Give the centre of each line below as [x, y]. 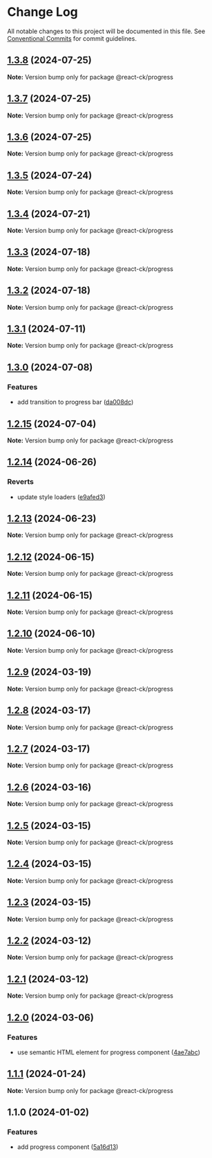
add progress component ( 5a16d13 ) [68, 1147]
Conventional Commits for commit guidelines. [72, 38]
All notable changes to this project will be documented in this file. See [106, 31]
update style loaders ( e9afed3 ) [61, 497]
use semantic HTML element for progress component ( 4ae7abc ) [108, 1052]
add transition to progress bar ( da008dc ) [75, 402]
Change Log [42, 12]
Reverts [21, 482]
